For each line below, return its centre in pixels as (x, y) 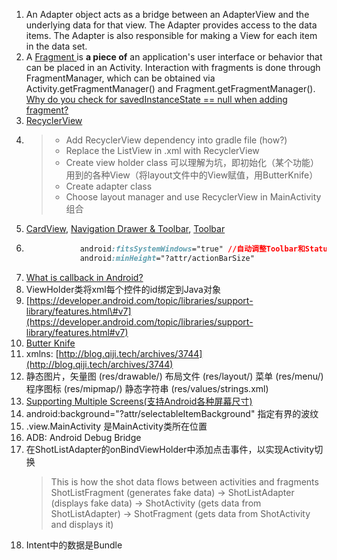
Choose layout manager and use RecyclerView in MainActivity (193, 197)
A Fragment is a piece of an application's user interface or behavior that (174, 57)
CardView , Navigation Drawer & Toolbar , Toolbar (125, 228)
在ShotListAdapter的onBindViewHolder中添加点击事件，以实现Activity (170, 449)
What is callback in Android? (84, 277)
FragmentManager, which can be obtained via (120, 78)
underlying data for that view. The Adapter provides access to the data (171, 25)
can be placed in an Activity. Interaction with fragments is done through (173, 67)
